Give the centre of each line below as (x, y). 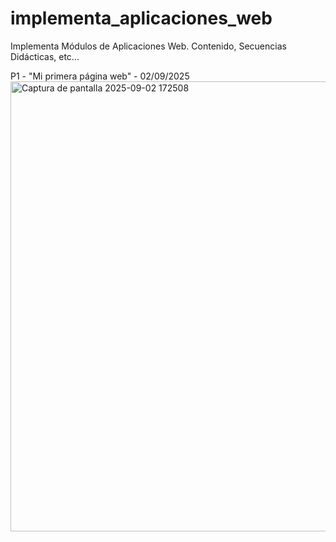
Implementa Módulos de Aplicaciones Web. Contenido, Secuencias (148, 46)
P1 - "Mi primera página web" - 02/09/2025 (100, 76)
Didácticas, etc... (45, 56)
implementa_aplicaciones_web (141, 18)
